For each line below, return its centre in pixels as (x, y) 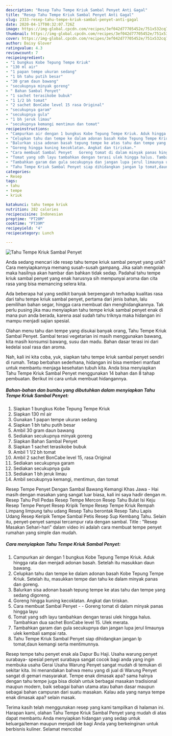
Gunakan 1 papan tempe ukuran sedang (55, 419)
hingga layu (25, 611)
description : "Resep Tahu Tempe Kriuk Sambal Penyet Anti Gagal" (77, 10)
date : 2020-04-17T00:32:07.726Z (40, 24)
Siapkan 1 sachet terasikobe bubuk (50, 446)
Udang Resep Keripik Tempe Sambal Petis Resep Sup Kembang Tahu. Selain (86, 516)
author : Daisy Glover (29, 43)
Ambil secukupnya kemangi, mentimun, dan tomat (66, 479)
